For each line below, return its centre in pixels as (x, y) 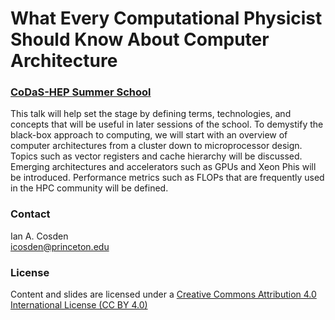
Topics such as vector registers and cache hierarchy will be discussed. (156, 156)
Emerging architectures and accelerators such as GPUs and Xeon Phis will (163, 167)
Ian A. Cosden (39, 236)
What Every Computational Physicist (166, 18)
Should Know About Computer (140, 39)
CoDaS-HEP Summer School (81, 92)
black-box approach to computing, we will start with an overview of (149, 135)
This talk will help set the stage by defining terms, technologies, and (151, 114)
